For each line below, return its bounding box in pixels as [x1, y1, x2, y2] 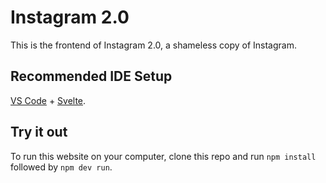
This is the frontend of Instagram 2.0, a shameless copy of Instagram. [10, 39, 297, 51]
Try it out [10, 124, 68, 141]
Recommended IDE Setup [10, 68, 173, 85]
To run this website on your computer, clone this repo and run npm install [10, 150, 317, 162]
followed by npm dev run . [10, 161, 113, 173]
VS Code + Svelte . [10, 94, 87, 106]
